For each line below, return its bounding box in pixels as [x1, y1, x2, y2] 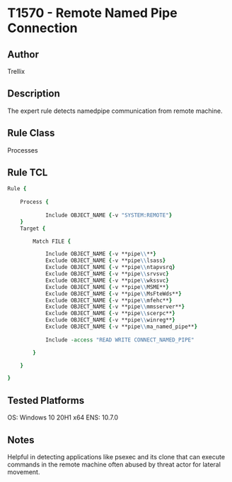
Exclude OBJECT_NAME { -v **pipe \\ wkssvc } [45, 277, 170, 284]
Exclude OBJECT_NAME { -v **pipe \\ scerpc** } [45, 310, 175, 317]
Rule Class [7, 127, 55, 139]
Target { [20, 225, 46, 232]
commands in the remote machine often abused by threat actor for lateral [7, 460, 221, 469]
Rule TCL [7, 167, 48, 179]
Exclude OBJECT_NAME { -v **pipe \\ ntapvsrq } [45, 264, 175, 271]
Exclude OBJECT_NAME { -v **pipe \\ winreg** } [45, 317, 175, 324]
